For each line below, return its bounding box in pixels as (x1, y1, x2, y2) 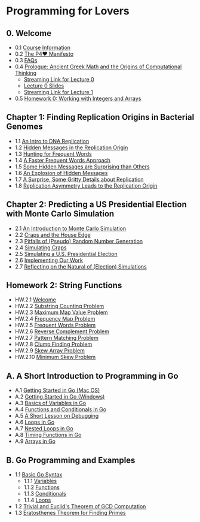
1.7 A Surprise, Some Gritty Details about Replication (14, 176, 144, 183)
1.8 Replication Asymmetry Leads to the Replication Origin (14, 182, 158, 189)
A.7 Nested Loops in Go (14, 425, 73, 432)
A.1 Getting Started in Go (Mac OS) (14, 387, 100, 394)
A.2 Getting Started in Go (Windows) (14, 393, 105, 400)
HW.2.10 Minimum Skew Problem (14, 354, 96, 361)
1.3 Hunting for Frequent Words (14, 150, 93, 157)
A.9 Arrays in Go (14, 437, 56, 445)
